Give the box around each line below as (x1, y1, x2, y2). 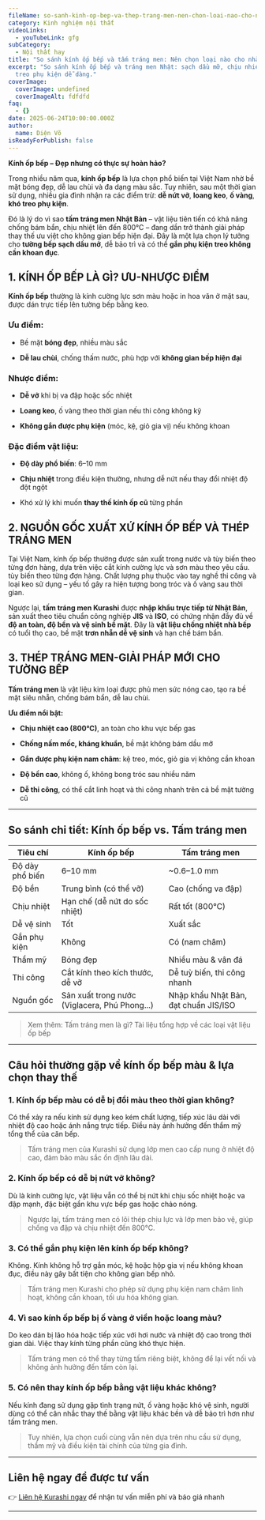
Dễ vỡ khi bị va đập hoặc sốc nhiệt (19, 390, 132, 400)
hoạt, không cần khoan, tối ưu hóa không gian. (27, 1292, 179, 1302)
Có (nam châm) (168, 936, 226, 947)
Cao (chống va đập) (168, 883, 243, 894)
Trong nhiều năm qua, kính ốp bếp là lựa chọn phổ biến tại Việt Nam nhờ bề (8, 173, 255, 183)
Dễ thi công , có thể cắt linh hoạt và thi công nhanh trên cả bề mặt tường (19, 784, 255, 794)
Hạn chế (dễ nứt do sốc (61, 896, 149, 907)
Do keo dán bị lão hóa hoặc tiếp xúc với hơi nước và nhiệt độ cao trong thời (8, 1330, 252, 1340)
